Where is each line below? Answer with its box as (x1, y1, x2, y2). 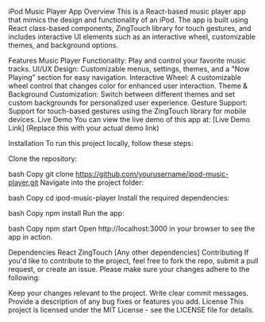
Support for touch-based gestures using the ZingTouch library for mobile (8, 106, 247, 116)
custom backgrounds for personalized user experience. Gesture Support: (8, 98, 248, 107)
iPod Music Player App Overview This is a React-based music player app (8, 7, 246, 16)
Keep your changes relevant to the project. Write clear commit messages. (8, 289, 248, 297)
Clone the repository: (8, 154, 78, 163)
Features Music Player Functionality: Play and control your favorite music (8, 56, 247, 65)
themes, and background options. (8, 40, 119, 50)
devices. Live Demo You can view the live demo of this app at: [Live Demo (8, 115, 251, 124)
